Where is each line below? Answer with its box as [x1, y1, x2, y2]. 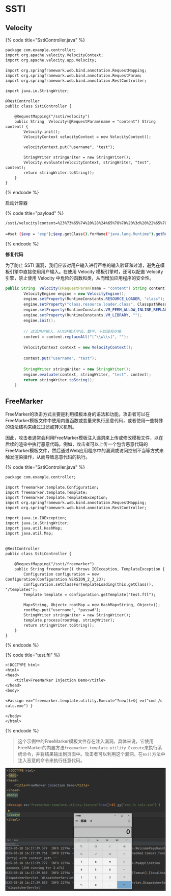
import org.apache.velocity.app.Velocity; [5, 58, 97, 63]
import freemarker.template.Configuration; [5, 485, 99, 490]
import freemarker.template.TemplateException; [5, 495, 108, 500]
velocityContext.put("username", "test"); [23, 145, 115, 150]
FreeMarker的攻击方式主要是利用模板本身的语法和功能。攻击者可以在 [5, 411, 150, 417]
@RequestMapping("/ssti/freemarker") [14, 562, 95, 567]
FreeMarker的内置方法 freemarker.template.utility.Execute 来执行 [17, 745, 158, 751]
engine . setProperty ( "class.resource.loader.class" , [23, 302, 136, 307]
